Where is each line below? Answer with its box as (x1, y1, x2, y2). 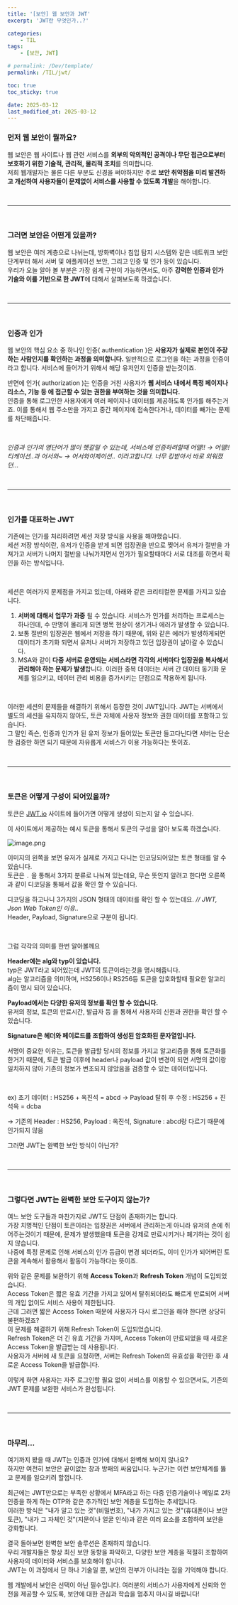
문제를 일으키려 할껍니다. (14, 1474, 84, 1482)
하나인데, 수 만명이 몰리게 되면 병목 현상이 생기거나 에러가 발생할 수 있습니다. (17, 620, 229, 629)
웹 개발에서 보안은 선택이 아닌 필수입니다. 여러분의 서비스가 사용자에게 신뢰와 (7, 1581, 220, 1589)
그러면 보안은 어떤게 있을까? (7, 230, 97, 240)
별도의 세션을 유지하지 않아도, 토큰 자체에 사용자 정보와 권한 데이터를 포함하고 (7, 711, 221, 720)
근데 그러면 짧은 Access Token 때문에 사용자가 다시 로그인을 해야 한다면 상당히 (7, 1307, 226, 1316)
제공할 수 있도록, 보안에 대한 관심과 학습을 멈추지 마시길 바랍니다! (20, 1589, 200, 1599)
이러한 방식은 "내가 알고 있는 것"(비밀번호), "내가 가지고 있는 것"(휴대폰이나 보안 (7, 1506, 228, 1515)
